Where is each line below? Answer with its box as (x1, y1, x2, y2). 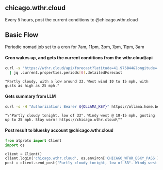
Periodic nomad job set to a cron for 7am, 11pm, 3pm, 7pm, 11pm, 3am (5, 44, 145, 50)
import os (5, 143, 25, 148)
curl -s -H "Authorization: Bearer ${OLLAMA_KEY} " (5, 104, 110, 109)
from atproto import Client (5, 138, 62, 143)
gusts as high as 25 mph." (5, 83, 60, 88)
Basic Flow (5, 31, 39, 39)
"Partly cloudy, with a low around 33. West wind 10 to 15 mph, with (5, 79, 149, 84)
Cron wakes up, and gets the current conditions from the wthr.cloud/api (5, 55, 153, 61)
